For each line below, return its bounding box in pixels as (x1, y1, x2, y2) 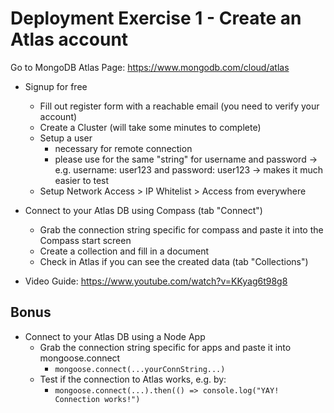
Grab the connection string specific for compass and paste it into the (39, 223, 324, 236)
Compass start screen (39, 234, 132, 246)
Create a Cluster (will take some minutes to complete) (39, 121, 262, 133)
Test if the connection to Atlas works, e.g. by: (39, 373, 227, 385)
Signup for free (24, 80, 88, 92)
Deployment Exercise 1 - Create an (10, 7, 302, 30)
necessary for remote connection (54, 142, 193, 154)
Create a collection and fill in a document (39, 245, 210, 257)
